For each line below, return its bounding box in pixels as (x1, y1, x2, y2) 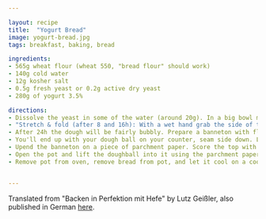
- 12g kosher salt (8, 77, 69, 85)
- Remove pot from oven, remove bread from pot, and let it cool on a (8, 158, 246, 166)
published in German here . (8, 202, 95, 211)
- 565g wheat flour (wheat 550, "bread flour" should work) (8, 63, 211, 71)
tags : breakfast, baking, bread (8, 40, 115, 48)
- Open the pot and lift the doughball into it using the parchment (8, 150, 239, 159)
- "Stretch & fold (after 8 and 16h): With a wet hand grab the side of (8, 121, 253, 129)
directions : (8, 106, 47, 114)
